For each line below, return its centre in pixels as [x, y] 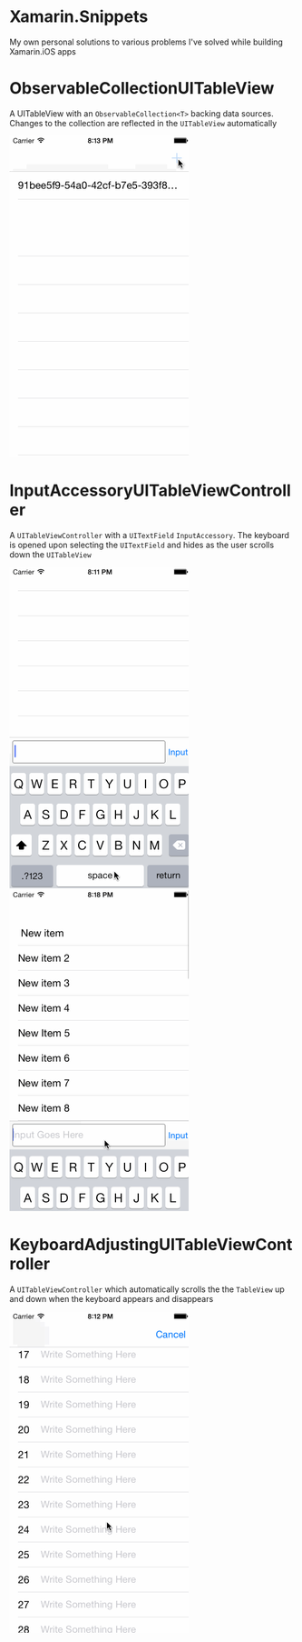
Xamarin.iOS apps [43, 51]
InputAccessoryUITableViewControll [151, 491]
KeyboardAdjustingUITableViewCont [151, 1245]
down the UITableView [51, 554]
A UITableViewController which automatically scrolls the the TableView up [147, 1289]
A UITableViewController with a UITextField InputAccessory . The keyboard [150, 535]
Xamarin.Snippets [79, 17]
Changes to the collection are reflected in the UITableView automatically [143, 123]
